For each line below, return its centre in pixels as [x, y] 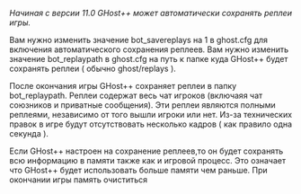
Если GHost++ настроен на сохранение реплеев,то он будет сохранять [146, 151]
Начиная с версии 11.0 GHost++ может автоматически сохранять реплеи [150, 13]
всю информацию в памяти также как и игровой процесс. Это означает [147, 160]
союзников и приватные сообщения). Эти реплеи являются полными [142, 105]
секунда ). [29, 133]
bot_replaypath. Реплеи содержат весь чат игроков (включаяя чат [136, 95]
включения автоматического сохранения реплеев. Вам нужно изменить [149, 49]
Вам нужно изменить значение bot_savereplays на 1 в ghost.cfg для [138, 40]
